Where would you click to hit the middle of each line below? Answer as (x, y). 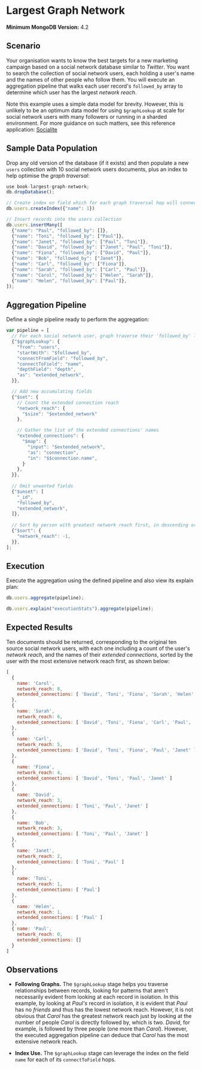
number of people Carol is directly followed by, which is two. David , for (102, 1022)
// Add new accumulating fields (52, 391)
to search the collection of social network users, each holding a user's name (100, 73)
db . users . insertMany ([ (34, 225)
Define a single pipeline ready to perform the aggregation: (78, 319)
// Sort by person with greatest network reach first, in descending (100, 525)
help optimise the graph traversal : (48, 175)
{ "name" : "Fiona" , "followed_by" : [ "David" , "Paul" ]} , (81, 253)
